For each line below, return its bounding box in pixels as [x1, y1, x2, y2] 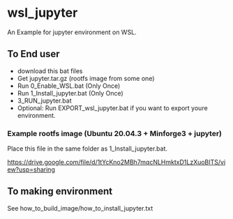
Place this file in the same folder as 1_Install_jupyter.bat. [7, 144, 168, 153]
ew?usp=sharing [7, 165, 56, 174]
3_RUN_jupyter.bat [17, 96, 72, 105]
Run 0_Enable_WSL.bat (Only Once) [17, 82, 121, 90]
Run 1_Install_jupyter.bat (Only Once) [17, 89, 123, 97]
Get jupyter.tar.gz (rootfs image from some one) [17, 74, 155, 82]
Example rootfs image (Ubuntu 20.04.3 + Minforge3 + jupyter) [7, 128, 222, 138]
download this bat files [17, 66, 83, 75]
